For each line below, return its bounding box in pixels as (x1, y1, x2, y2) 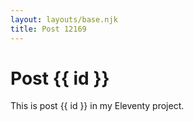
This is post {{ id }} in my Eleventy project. (10, 100, 185, 112)
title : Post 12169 (10, 24, 87, 34)
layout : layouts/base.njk (10, 14, 118, 25)
